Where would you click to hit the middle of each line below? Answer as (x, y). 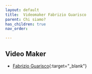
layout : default (22, 10)
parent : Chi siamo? (26, 19)
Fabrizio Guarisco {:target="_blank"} (50, 66)
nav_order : (17, 29)
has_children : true (26, 24)
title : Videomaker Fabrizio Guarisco (46, 15)
